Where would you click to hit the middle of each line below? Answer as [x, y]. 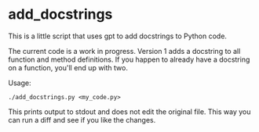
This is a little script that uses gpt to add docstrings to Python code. [118, 36]
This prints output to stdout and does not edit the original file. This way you [129, 112]
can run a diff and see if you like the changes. [82, 120]
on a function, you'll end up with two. [68, 67]
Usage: [20, 83]
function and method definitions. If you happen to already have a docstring [129, 59]
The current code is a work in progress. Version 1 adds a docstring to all [124, 51]
